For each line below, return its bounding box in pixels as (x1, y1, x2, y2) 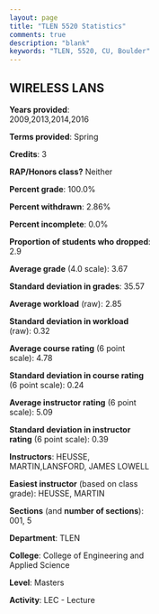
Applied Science (9, 559, 70, 570)
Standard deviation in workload (9, 315, 129, 326)
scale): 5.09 (9, 406, 53, 417)
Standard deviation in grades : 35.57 (9, 281, 146, 292)
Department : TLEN (9, 532, 81, 543)
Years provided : (9, 104, 70, 115)
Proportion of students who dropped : (9, 236, 151, 247)
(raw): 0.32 (9, 325, 51, 336)
